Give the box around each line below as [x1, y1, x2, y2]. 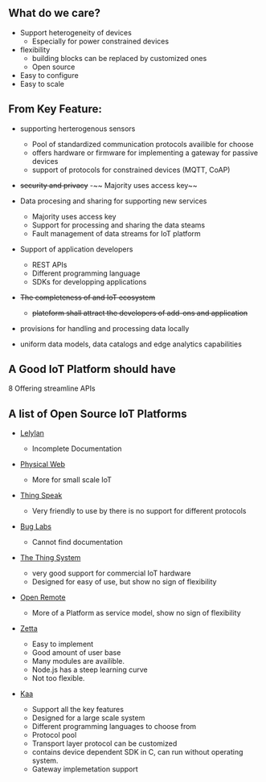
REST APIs [31, 260, 68, 269]
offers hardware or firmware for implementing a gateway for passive [31, 148, 259, 158]
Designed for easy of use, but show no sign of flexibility [31, 577, 217, 587]
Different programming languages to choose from [31, 722, 197, 731]
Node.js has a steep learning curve [31, 665, 148, 674]
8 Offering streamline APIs [8, 383, 96, 393]
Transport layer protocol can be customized [31, 739, 178, 748]
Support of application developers [19, 244, 133, 254]
